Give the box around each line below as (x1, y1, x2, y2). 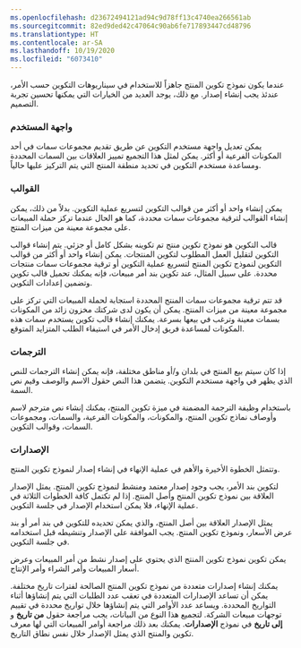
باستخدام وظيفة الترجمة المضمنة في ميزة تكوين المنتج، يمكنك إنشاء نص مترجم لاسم (10, 402, 291, 413)
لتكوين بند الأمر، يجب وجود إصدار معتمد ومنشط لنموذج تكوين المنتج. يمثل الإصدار (10, 481, 279, 492)
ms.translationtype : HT (10, 30, 99, 38)
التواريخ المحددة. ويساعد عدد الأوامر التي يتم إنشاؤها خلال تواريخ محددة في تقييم (10, 600, 277, 610)
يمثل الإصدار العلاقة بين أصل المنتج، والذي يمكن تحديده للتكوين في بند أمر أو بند (10, 517, 273, 528)
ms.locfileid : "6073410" (10, 55, 103, 64)
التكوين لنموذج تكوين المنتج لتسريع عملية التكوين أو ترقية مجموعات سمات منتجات (10, 258, 282, 269)
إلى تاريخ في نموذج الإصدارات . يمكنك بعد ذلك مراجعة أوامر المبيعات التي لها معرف (10, 618, 283, 629)
